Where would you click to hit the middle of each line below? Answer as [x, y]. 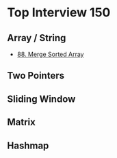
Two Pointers [36, 76]
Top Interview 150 [59, 13]
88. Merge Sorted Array [50, 54]
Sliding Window [41, 99]
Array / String [37, 38]
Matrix [21, 122]
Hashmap [28, 145]
